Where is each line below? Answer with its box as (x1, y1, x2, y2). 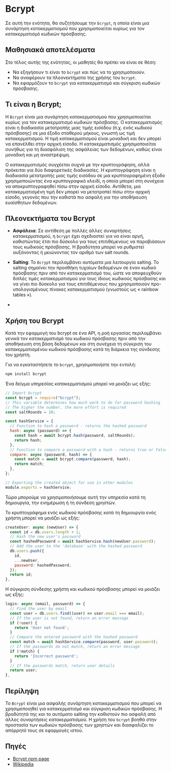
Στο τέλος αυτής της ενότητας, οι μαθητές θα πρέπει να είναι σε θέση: (5, 59, 157, 65)
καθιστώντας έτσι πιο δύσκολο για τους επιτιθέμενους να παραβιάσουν (12, 238, 165, 245)
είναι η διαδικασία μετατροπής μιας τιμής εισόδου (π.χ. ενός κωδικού (5, 124, 153, 131)
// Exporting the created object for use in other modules (5, 480, 133, 485)
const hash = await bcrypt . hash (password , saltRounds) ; (14, 433, 136, 438)
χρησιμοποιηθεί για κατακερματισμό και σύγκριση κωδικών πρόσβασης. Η (5, 706, 162, 712)
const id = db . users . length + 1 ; (10, 529, 81, 535)
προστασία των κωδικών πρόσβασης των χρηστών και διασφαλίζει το (5, 722, 154, 728)
